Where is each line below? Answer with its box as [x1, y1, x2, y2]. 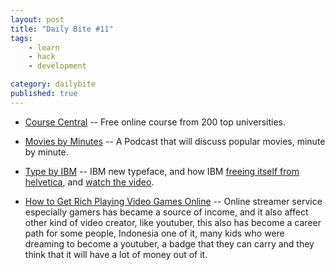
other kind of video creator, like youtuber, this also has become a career [24, 216, 322, 228]
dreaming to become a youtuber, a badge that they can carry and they [24, 237, 315, 250]
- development [28, 61, 87, 71]
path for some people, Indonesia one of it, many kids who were [24, 227, 285, 239]
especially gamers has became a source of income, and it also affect [24, 206, 309, 218]
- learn [28, 42, 60, 53]
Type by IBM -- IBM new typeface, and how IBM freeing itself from [24, 165, 300, 177]
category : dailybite [10, 79, 97, 90]
